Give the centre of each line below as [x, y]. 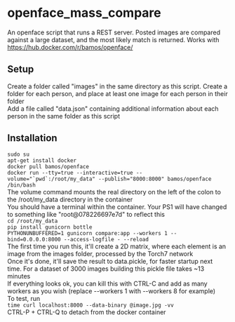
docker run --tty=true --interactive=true [70, 173]
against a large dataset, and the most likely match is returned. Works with [113, 39]
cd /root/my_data [33, 221]
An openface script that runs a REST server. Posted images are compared [114, 32]
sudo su [19, 154]
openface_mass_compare [84, 13]
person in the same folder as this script [64, 116]
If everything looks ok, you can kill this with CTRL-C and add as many [108, 283]
